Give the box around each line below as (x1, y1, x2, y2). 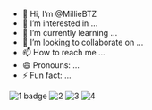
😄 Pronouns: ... (21, 60, 80, 71)
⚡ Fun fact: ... (21, 70, 72, 80)
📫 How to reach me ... (21, 47, 106, 57)
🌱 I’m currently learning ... (21, 28, 118, 38)
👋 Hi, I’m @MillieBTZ (21, 9, 97, 19)
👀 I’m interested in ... (21, 18, 98, 29)
